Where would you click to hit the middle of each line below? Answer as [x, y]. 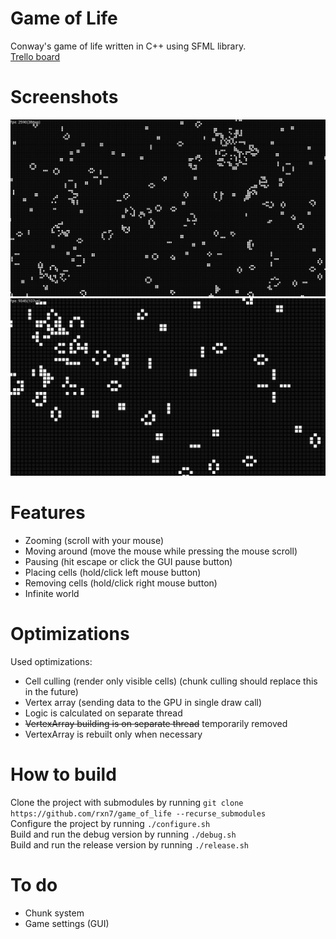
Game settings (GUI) [67, 923]
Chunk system [54, 913]
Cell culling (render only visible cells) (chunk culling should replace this [171, 681]
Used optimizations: [51, 661]
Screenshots [64, 97]
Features [48, 513]
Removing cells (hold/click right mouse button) [121, 583]
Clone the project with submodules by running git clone [127, 802]
